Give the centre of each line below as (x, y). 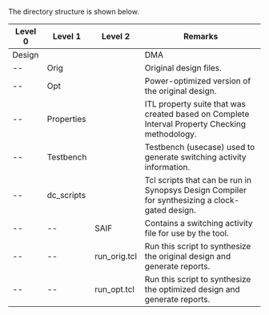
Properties (66, 119)
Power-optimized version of (198, 81)
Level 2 (116, 36)
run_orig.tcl (116, 256)
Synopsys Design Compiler (195, 190)
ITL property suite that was (195, 104)
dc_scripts (66, 195)
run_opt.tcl (114, 289)
